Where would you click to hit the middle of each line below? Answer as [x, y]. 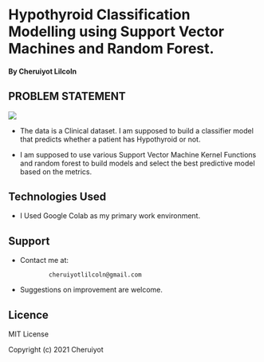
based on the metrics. [56, 171]
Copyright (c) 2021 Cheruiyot [56, 350]
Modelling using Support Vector [116, 32]
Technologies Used [57, 196]
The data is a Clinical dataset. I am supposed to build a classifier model [136, 130]
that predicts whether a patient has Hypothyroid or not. [110, 139]
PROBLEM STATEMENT [67, 96]
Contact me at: [44, 261]
